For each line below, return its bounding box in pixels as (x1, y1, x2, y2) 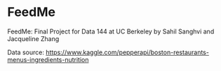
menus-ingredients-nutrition (7, 55, 89, 63)
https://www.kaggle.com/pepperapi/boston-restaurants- (45, 48, 209, 56)
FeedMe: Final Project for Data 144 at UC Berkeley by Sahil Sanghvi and (7, 27, 215, 35)
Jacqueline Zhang (7, 34, 60, 42)
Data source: (7, 48, 44, 56)
